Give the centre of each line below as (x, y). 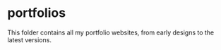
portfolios (36, 13)
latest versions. (29, 39)
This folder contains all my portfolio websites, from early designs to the (111, 32)
